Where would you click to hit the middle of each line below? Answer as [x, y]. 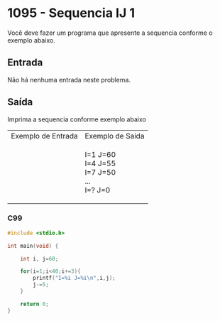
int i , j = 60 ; [39, 259]
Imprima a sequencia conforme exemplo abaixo [77, 119]
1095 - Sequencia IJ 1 [71, 13]
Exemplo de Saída [115, 136]
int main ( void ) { [33, 246]
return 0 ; [35, 304]
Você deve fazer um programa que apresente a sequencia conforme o [110, 33]
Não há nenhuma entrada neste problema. [69, 80]
